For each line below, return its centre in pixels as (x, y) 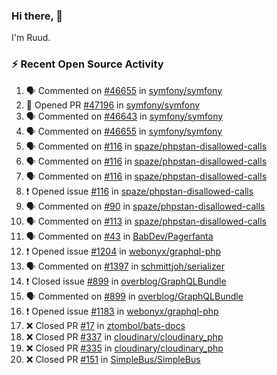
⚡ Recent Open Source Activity (87, 64)
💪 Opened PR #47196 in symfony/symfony (113, 105)
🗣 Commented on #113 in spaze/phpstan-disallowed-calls (146, 221)
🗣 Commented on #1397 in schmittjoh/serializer (125, 266)
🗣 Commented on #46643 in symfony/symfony (124, 116)
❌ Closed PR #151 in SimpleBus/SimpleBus (113, 359)
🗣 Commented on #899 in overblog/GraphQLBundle (134, 296)
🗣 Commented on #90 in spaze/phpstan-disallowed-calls (145, 206)
